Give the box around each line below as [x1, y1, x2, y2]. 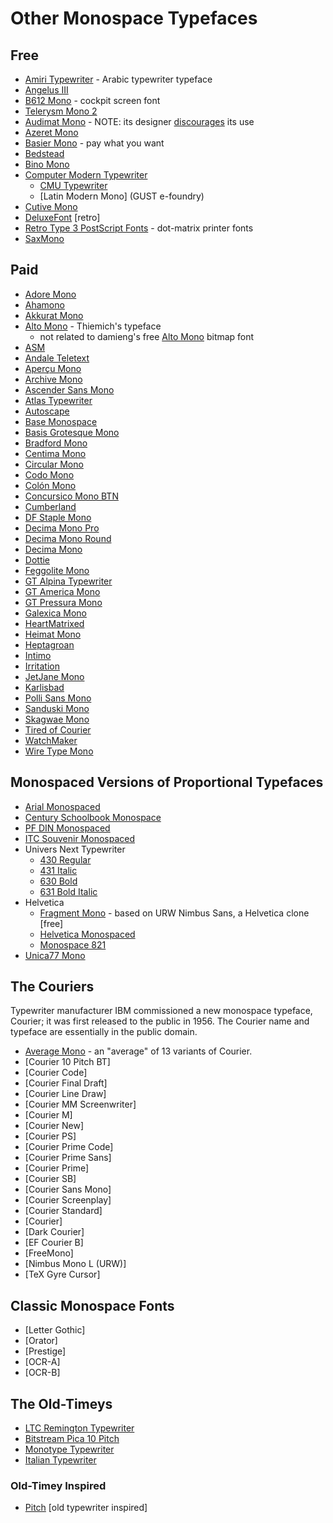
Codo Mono [24, 468, 75, 481]
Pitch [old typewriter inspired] [24, 1502, 148, 1514]
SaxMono [24, 233, 65, 244]
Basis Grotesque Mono [24, 426, 120, 438]
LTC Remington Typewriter [24, 1422, 135, 1434]
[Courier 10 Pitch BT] [24, 1056, 111, 1068]
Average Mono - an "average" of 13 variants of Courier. [24, 1045, 253, 1057]
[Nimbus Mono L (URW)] [24, 1258, 127, 1270]
